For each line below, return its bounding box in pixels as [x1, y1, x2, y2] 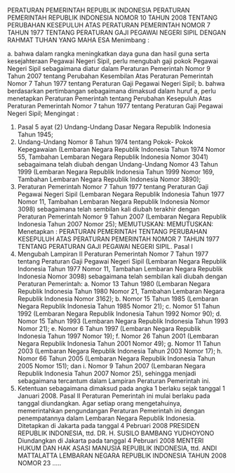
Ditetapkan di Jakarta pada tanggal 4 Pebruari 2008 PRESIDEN [17, 422, 200, 429]
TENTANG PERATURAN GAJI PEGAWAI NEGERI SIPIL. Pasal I [17, 242, 193, 250]
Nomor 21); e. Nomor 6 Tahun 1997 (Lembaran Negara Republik [17, 325, 201, 332]
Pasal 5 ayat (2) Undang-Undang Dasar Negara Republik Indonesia [17, 123, 211, 131]
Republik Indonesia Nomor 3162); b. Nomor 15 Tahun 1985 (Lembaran [17, 294, 219, 303]
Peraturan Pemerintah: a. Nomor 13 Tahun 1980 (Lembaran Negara [17, 280, 210, 287]
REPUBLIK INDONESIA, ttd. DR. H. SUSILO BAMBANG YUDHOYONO [17, 429, 215, 437]
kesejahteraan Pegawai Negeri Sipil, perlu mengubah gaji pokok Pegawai [7, 57, 219, 65]
